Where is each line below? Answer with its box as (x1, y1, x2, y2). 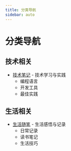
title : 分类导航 (5, 7, 36, 13)
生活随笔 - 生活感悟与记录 (12, 121, 66, 127)
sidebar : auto (5, 12, 35, 17)
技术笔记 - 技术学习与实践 (12, 71, 66, 78)
